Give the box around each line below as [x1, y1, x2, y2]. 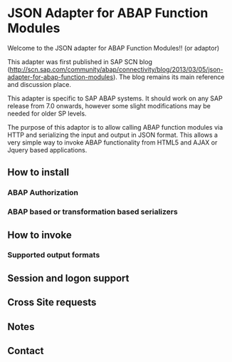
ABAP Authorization [7, 187, 79, 197]
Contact [7, 345, 44, 357]
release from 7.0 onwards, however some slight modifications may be [7, 101, 211, 110]
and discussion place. [7, 80, 72, 88]
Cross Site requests [7, 296, 97, 309]
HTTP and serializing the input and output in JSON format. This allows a [7, 130, 218, 139]
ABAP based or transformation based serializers [7, 207, 178, 217]
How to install [7, 166, 70, 179]
